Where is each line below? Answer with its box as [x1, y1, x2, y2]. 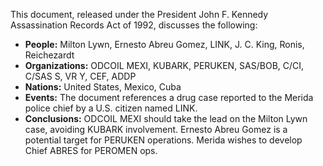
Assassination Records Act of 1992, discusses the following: [10, 19, 258, 31]
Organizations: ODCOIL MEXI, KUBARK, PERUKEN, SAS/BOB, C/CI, [24, 60, 305, 71]
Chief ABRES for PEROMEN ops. [24, 145, 158, 156]
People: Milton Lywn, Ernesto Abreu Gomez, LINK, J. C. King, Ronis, [24, 39, 305, 50]
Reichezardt [24, 49, 75, 61]
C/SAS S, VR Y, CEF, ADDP [24, 70, 137, 82]
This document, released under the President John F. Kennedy [10, 9, 269, 20]
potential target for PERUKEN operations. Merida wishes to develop [24, 134, 303, 146]
